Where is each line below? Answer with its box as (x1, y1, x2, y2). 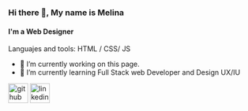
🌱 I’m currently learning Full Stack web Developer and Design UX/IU (19, 68, 241, 77)
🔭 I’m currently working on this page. (19, 59, 140, 69)
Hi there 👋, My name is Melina (8, 7, 125, 18)
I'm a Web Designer (8, 27, 74, 36)
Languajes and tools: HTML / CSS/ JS (8, 44, 131, 54)
